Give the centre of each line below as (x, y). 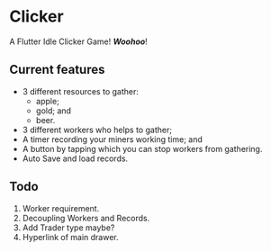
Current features (57, 70)
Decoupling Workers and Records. (86, 218)
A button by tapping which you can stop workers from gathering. (142, 148)
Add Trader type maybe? (68, 228)
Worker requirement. (61, 208)
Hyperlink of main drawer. (70, 237)
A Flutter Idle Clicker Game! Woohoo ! (79, 41)
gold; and (54, 111)
